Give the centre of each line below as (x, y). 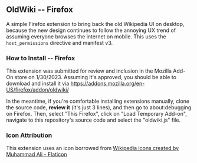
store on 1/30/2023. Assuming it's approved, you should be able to (96, 77)
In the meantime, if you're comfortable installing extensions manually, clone (98, 101)
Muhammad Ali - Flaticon (37, 154)
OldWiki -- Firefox (40, 10)
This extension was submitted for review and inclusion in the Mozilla (89, 71)
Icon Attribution (29, 135)
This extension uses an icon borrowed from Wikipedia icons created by (93, 148)
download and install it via (38, 84)
